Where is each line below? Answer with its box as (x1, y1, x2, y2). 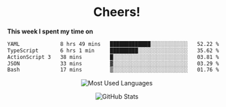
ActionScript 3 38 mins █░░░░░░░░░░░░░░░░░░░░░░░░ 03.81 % (7, 53, 219, 60)
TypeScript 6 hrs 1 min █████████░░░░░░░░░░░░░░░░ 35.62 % (7, 47, 219, 54)
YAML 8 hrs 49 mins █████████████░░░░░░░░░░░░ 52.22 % (7, 40, 219, 47)
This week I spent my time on (7, 27, 94, 35)
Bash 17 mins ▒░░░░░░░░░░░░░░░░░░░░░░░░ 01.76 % (7, 67, 219, 74)
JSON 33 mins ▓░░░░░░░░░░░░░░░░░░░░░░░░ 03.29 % (7, 60, 219, 67)
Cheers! (92, 4, 141, 20)
